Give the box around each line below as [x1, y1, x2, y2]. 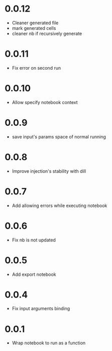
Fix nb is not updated [12, 237, 56, 243]
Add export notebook [12, 271, 56, 277]
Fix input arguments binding [12, 306, 70, 312]
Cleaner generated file [12, 20, 59, 26]
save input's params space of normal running [12, 133, 106, 139]
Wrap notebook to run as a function [12, 340, 86, 346]
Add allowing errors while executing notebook [12, 203, 107, 209]
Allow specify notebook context [12, 99, 78, 105]
